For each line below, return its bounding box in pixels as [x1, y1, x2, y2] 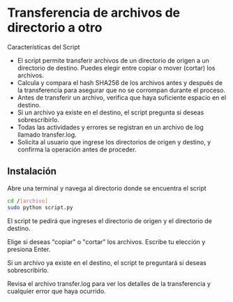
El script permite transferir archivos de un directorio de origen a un [17, 56, 209, 64]
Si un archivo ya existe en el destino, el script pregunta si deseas [17, 108, 204, 116]
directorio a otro [7, 20, 103, 36]
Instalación [7, 165, 57, 177]
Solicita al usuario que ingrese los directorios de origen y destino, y [17, 137, 211, 146]
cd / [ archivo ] [7, 197, 49, 204]
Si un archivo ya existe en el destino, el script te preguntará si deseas [7, 258, 207, 266]
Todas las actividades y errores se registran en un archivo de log [17, 123, 204, 131]
